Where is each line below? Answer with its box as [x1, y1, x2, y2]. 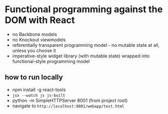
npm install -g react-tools [12, 87, 66, 93]
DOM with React [5, 14, 75, 26]
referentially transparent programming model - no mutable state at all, [12, 42, 160, 48]
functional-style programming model [12, 58, 90, 64]
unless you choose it [12, 47, 56, 53]
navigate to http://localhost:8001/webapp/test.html [12, 103, 124, 109]
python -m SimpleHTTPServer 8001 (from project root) [12, 97, 128, 103]
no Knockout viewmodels [12, 37, 66, 43]
